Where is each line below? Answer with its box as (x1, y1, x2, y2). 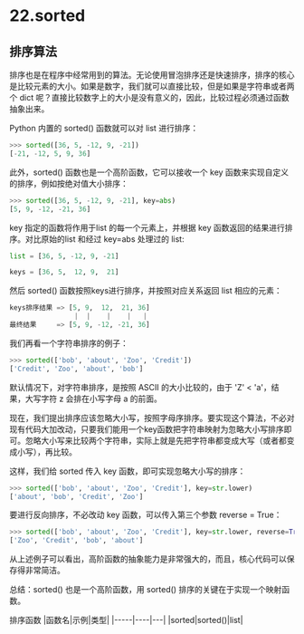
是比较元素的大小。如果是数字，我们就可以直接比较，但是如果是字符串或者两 (9, 81, 295, 91)
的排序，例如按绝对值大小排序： (9, 178, 128, 188)
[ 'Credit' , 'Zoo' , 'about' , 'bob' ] (9, 364, 144, 373)
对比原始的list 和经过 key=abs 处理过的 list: (24, 233, 185, 245)
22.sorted (9, 5, 86, 26)
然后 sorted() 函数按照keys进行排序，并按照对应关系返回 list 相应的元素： (9, 285, 282, 296)
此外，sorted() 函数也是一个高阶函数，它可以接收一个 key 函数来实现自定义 (9, 167, 290, 178)
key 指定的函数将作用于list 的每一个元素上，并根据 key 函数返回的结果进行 (9, 222, 285, 233)
